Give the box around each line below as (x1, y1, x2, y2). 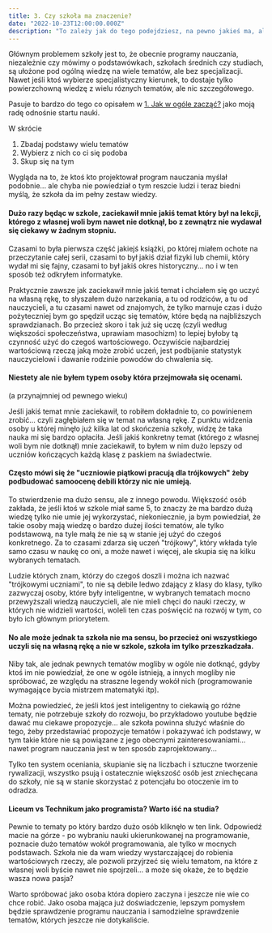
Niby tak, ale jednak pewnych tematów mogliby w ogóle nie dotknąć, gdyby (8, 659, 261, 669)
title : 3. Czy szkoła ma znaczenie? (8, 11, 132, 20)
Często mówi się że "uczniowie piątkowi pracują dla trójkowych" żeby (8, 468, 249, 478)
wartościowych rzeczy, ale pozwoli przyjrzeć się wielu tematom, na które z (8, 857, 258, 866)
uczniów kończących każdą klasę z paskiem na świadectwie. (8, 449, 212, 459)
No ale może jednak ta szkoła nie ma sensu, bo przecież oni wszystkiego (8, 632, 257, 642)
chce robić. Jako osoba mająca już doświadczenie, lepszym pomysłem (8, 898, 245, 908)
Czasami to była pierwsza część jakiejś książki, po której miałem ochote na (8, 243, 258, 253)
